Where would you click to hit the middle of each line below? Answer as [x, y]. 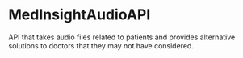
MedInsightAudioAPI [80, 15]
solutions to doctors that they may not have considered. [101, 45]
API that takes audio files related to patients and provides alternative [122, 37]
